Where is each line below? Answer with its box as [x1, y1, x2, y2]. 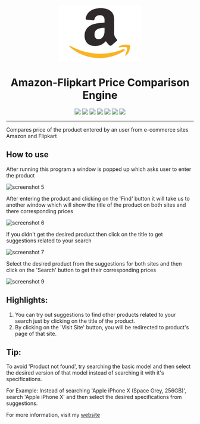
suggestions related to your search [6, 237, 92, 244]
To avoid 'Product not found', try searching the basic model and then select [6, 363, 191, 370]
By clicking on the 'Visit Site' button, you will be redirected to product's [14, 323, 189, 331]
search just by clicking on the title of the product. [14, 317, 136, 325]
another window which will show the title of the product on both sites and [6, 201, 186, 208]
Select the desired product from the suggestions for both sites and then [6, 260, 182, 267]
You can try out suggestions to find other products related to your [14, 311, 176, 318]
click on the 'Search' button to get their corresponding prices [6, 266, 157, 273]
